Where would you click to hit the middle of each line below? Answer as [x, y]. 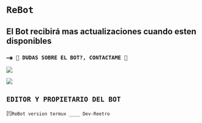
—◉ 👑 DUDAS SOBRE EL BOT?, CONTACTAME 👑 [67, 57]
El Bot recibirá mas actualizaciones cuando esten [101, 31]
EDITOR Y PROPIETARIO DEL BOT [64, 100]
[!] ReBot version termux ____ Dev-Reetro [58, 113]
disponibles [29, 41]
